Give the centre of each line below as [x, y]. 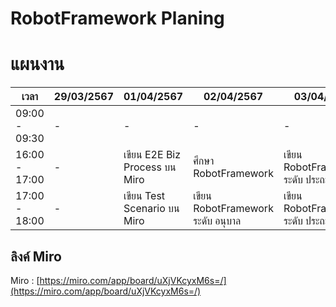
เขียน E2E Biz [152, 155]
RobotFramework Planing [117, 18]
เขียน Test [144, 196]
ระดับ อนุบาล [217, 221]
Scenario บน [151, 209]
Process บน [150, 167]
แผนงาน [37, 64]
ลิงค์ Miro [36, 256]
